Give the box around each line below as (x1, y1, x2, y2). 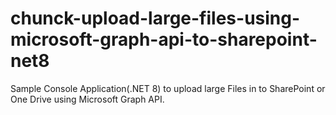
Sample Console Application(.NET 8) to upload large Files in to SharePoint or (10, 82, 326, 94)
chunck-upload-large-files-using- (10, 7, 301, 30)
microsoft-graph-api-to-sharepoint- (10, 28, 318, 51)
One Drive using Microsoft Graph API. (10, 93, 165, 105)
